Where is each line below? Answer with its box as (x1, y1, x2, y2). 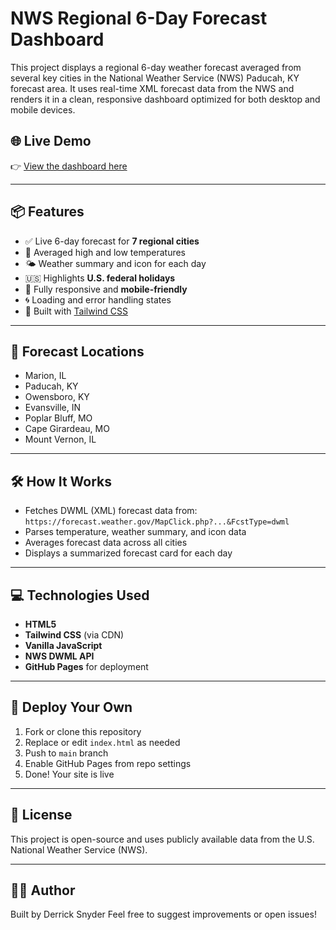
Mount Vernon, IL (24, 433, 97, 446)
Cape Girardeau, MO (24, 423, 110, 435)
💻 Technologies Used (10, 587, 150, 604)
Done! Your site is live (24, 768, 115, 780)
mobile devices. (10, 103, 76, 116)
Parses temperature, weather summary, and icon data (24, 526, 247, 538)
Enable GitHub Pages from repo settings (24, 757, 192, 769)
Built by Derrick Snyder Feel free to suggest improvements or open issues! (10, 908, 317, 921)
